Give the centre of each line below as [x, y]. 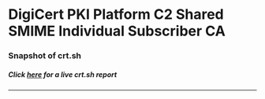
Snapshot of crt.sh [45, 56]
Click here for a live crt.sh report [63, 74]
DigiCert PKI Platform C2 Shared [116, 15]
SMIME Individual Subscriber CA [117, 31]
